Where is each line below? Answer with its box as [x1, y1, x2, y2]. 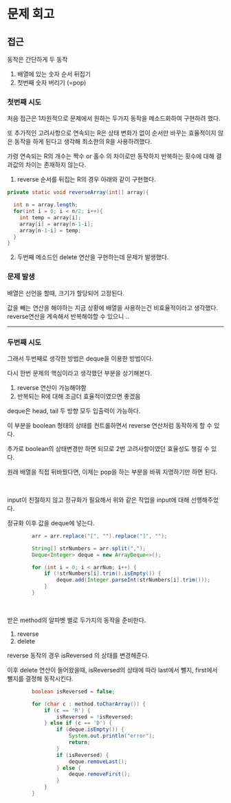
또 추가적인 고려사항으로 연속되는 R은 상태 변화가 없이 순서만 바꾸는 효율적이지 [7, 129, 217, 137]
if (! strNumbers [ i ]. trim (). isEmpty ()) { [43, 570, 162, 577]
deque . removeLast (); [68, 758, 128, 765]
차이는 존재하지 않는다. [25, 161, 87, 169]
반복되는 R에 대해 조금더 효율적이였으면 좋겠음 [16, 392, 141, 400]
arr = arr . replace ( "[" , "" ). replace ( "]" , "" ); [32, 532, 168, 540]
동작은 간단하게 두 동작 [7, 56, 68, 63]
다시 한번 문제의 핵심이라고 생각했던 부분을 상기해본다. [7, 368, 153, 377]
